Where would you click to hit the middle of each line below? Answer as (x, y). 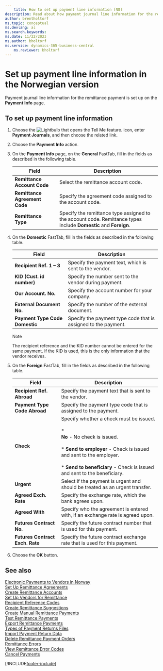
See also (18, 570)
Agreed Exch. (30, 495)
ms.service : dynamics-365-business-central (50, 46)
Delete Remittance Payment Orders (40, 639)
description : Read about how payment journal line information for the (79, 14)
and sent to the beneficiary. (92, 474)
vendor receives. (29, 356)
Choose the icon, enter (78, 130)
